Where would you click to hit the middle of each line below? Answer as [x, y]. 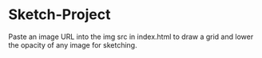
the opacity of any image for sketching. [73, 44]
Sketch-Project [60, 15]
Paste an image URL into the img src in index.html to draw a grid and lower [131, 37]
